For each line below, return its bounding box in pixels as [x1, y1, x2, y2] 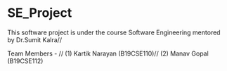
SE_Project [7, 5, 72, 21]
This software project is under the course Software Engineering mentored [7, 28, 221, 37]
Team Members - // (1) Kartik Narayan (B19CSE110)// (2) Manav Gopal [7, 49, 209, 58]
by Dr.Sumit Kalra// [7, 35, 62, 44]
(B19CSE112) [7, 56, 44, 65]
